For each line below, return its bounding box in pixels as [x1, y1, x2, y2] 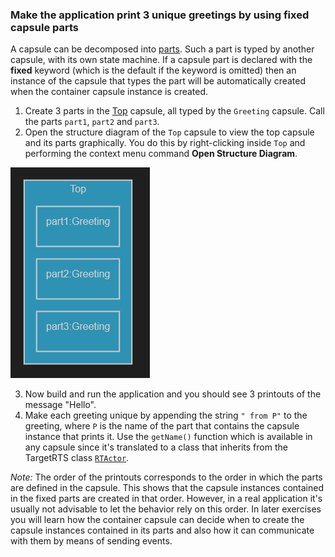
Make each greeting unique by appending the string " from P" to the [24, 409, 308, 422]
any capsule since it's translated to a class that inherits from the [24, 441, 288, 453]
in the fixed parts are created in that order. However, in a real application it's [10, 493, 323, 505]
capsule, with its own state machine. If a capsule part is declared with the [10, 54, 313, 66]
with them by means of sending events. [10, 535, 173, 547]
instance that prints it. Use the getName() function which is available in [24, 431, 313, 443]
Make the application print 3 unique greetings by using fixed [10, 8, 310, 22]
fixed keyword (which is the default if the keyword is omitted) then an [10, 64, 297, 77]
